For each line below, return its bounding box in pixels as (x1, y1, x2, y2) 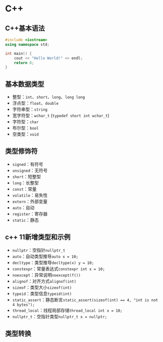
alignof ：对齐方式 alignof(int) (12, 278, 77, 284)
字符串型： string (12, 106, 48, 112)
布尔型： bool (12, 125, 39, 131)
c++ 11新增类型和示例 (5, 233, 71, 241)
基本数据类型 (5, 80, 44, 88)
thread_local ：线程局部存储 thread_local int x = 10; (12, 307, 122, 313)
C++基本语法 (5, 24, 45, 32)
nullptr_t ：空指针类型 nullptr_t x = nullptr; (12, 313, 107, 319)
